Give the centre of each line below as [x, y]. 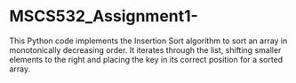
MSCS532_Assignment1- [104, 16]
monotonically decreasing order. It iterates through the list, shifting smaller [145, 49]
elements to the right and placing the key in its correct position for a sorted [146, 59]
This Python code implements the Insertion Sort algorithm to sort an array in [148, 41]
